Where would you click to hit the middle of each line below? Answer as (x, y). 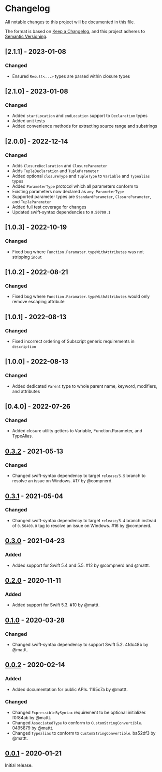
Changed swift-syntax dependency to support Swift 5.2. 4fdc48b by (80, 644)
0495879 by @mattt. (33, 728)
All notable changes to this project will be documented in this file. (70, 22)
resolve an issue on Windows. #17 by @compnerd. (62, 481)
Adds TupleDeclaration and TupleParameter (55, 171)
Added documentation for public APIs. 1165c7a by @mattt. (70, 689)
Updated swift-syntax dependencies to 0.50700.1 (61, 212)
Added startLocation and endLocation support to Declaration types (80, 116)
